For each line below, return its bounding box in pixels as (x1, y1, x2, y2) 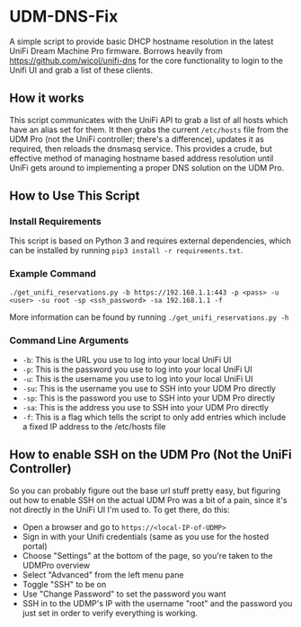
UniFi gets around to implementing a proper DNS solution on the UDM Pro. (9, 162, 285, 172)
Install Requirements (9, 216, 102, 228)
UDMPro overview (22, 560, 91, 570)
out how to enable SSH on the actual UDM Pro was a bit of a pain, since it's (9, 494, 288, 505)
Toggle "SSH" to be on (22, 578, 107, 589)
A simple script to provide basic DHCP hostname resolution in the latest (9, 36, 274, 47)
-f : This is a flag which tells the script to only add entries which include (22, 411, 287, 423)
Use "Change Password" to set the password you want (22, 588, 226, 599)
